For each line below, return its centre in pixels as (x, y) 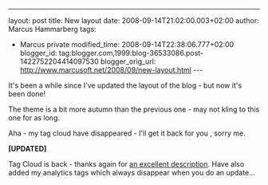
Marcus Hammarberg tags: (53, 29)
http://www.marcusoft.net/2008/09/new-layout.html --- (111, 70)
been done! (27, 94)
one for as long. (34, 118)
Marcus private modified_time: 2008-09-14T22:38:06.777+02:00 (127, 44)
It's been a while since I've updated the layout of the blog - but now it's (125, 85)
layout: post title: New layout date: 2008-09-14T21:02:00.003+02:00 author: (134, 20)
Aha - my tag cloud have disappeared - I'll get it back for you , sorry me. (127, 133)
